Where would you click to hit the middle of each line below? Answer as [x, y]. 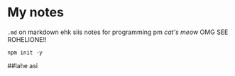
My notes [35, 12]
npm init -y [25, 53]
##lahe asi [23, 65]
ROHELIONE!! [27, 39]
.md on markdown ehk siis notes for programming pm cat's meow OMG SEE [118, 32]
